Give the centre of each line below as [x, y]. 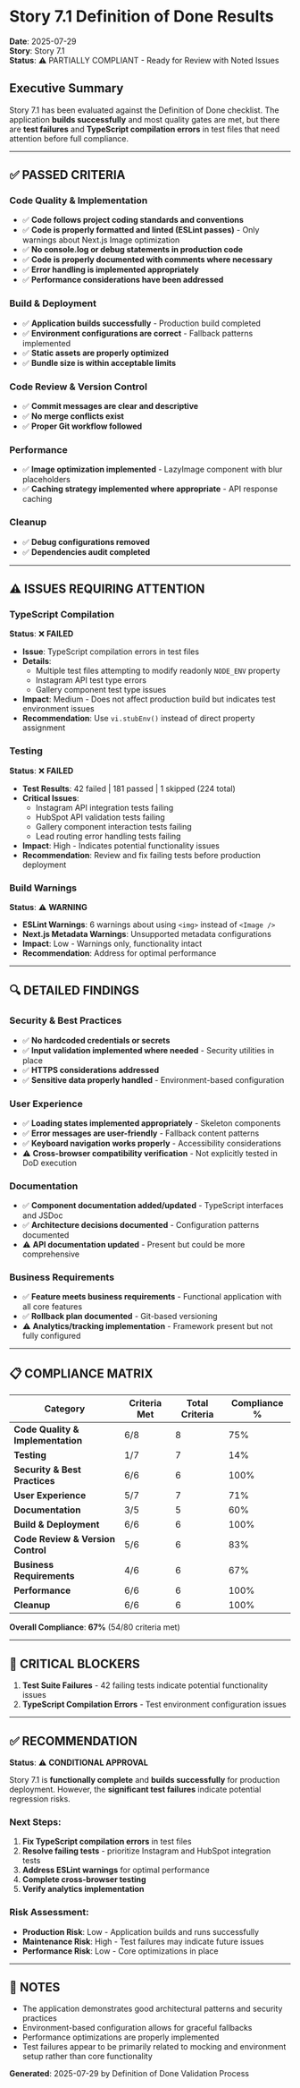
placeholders [46, 480]
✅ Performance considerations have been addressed [123, 280]
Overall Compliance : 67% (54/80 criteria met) [95, 1627]
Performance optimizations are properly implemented [121, 2037]
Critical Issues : [50, 797]
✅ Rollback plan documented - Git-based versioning [120, 1317]
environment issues [58, 709]
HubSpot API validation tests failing [100, 817]
